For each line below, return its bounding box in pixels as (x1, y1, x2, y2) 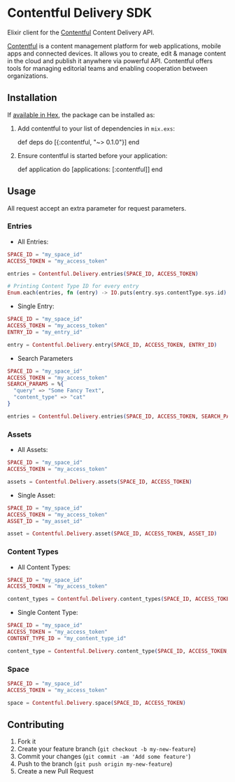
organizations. (7, 72, 49, 80)
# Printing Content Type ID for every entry (7, 283, 139, 290)
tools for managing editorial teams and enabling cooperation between (7, 64, 208, 72)
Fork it (17, 737, 36, 745)
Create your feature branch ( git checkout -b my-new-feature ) (17, 745, 197, 753)
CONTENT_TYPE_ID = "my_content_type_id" (7, 635, 127, 642)
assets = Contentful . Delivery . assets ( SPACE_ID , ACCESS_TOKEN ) (7, 478, 192, 485)
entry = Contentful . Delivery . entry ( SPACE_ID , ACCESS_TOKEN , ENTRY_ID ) (7, 341, 218, 348)
